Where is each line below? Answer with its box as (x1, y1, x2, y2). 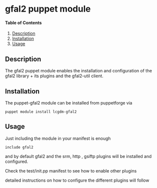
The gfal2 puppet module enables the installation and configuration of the (5, 68, 152, 74)
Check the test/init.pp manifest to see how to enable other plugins (5, 168, 137, 173)
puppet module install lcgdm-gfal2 (5, 109, 77, 115)
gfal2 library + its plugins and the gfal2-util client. (5, 73, 104, 79)
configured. (5, 158, 28, 164)
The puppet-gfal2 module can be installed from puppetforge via (5, 100, 132, 106)
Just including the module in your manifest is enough (5, 135, 111, 141)
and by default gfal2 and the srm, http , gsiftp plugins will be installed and (5, 153, 152, 159)
